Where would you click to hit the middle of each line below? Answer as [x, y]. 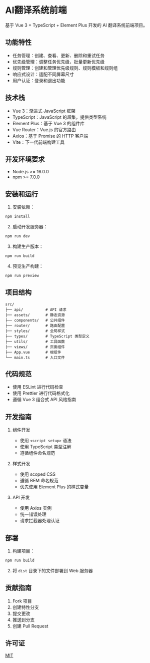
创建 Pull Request [30, 626]
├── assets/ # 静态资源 [35, 315]
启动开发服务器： [30, 227]
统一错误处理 [33, 514]
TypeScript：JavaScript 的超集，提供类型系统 [59, 117]
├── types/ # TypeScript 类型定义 [47, 336]
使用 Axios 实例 [35, 508]
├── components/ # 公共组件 [35, 320]
